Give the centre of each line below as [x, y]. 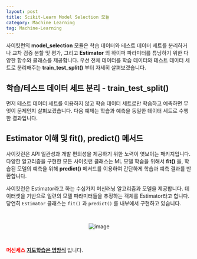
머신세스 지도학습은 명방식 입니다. [45, 250]
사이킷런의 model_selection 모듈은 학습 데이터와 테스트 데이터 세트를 [86, 45]
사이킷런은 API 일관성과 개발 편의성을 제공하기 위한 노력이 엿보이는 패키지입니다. [98, 153]
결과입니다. [25, 118]
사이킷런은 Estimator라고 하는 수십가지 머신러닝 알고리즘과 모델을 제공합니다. [95, 188]
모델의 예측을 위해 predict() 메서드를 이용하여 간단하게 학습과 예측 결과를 [101, 168]
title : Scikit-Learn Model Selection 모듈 [58, 17]
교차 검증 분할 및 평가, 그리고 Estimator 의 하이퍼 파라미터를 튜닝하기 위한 [97, 53]
